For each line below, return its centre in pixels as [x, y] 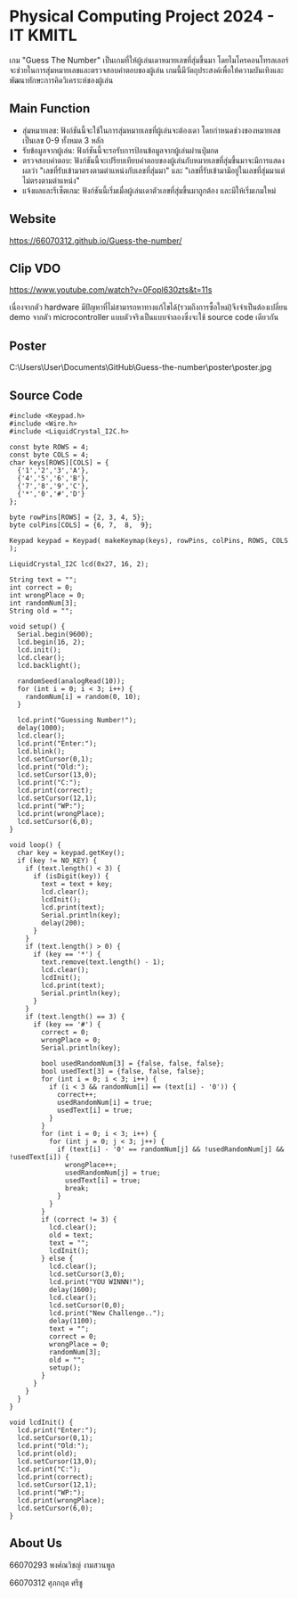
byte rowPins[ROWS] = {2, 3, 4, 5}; [77, 517]
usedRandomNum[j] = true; [113, 1173]
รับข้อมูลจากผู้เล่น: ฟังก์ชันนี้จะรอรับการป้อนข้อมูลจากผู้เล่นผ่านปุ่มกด [120, 150]
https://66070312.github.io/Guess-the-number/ [96, 240]
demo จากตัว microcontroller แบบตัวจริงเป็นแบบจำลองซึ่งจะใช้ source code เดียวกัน [144, 317]
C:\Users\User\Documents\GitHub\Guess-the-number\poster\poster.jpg [141, 367]
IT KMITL [43, 35]
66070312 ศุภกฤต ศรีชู [46, 1582]
